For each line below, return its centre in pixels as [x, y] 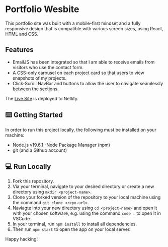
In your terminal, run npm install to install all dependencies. [75, 224]
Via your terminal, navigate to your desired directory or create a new [83, 187]
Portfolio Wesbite [42, 9]
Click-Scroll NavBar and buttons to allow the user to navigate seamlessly [88, 83]
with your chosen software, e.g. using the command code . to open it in [87, 213]
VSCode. [22, 219]
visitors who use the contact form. [48, 67]
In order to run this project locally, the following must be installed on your [81, 130]
